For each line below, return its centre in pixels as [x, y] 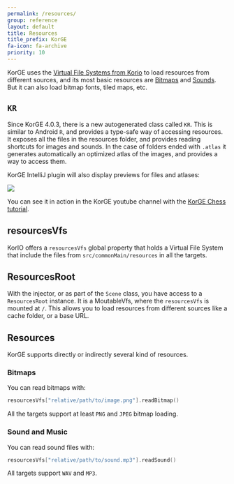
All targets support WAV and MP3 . [52, 473]
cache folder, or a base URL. [48, 316]
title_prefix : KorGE [37, 40]
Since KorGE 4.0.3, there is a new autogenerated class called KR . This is [110, 124]
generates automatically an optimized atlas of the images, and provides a [112, 153]
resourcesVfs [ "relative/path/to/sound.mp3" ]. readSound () [92, 460]
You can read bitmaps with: [46, 388]
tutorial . [18, 209]
